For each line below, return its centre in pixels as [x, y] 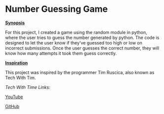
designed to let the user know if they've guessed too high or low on [74, 42]
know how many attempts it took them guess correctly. [61, 53]
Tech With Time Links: [28, 87]
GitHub [12, 106]
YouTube [14, 97]
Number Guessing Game [57, 9]
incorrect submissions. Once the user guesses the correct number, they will [82, 48]
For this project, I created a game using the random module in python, [76, 32]
